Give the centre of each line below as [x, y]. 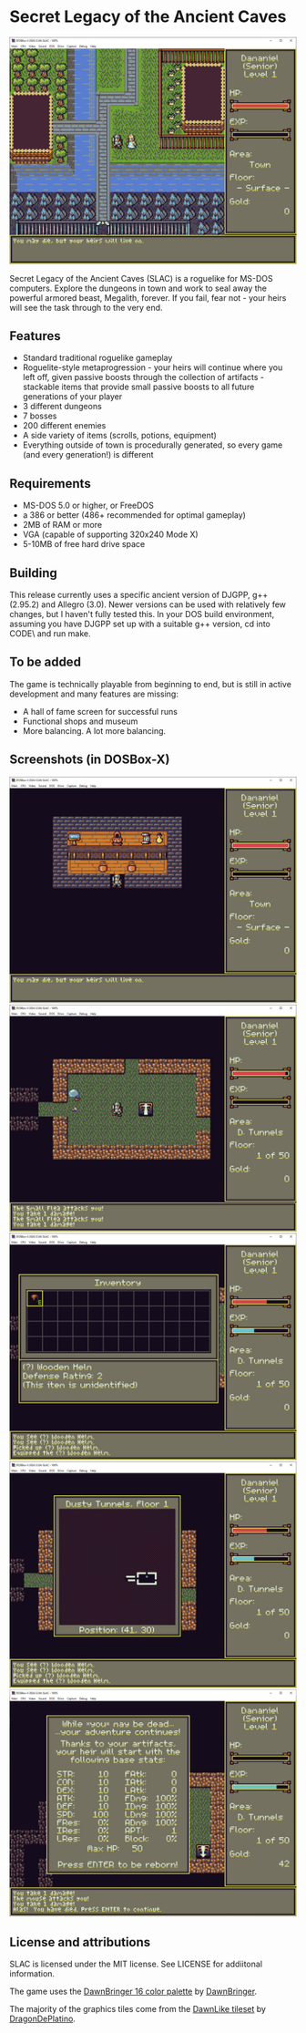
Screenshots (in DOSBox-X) [90, 760]
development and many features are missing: [94, 694]
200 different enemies [64, 426]
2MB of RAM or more [62, 525]
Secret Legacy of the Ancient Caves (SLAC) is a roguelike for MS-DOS [141, 278]
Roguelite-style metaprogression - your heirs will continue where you [153, 367]
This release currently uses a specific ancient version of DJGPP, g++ [139, 595]
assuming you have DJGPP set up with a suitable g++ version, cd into [140, 624]
